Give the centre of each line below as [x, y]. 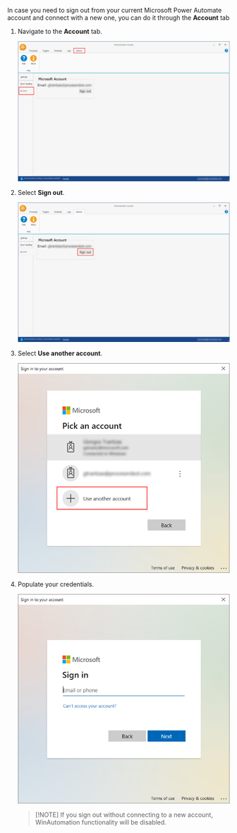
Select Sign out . [41, 192]
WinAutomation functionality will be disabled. [101, 822]
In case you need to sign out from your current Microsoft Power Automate [115, 10]
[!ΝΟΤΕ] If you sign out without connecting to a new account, [124, 815]
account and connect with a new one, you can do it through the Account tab [119, 18]
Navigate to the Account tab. [60, 31]
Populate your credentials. [56, 584]
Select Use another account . [60, 353]
